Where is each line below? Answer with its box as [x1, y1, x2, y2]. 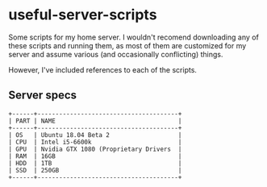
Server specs [8, 89, 77, 102]
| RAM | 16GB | [8, 152, 182, 160]
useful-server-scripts [8, 6, 157, 24]
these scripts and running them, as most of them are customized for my [8, 40, 247, 50]
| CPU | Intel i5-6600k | [8, 138, 182, 146]
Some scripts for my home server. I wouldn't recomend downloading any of [8, 32, 260, 42]
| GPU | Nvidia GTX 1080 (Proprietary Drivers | [8, 145, 182, 153]
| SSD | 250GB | [8, 166, 182, 174]
